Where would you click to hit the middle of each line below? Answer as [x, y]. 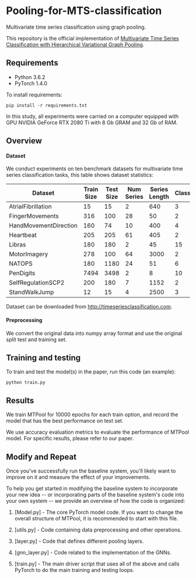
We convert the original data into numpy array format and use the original [94, 333]
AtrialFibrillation [30, 207]
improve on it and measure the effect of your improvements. [78, 477]
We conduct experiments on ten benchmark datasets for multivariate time [94, 169]
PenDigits [22, 273]
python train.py [26, 383]
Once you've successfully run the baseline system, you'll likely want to [91, 471]
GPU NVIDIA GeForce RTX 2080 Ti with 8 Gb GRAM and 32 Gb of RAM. [92, 122]
